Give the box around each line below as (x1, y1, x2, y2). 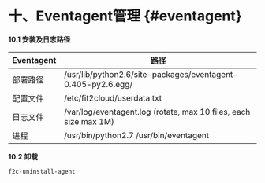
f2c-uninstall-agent (8, 167, 77, 175)
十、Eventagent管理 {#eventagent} (8, 7, 243, 25)
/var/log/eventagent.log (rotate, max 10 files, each (64, 106, 251, 117)
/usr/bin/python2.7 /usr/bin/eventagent (64, 130, 210, 141)
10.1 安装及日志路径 (8, 35, 71, 44)
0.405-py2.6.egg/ (64, 79, 132, 90)
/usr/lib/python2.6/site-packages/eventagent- (64, 68, 238, 79)
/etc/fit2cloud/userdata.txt (64, 92, 162, 103)
